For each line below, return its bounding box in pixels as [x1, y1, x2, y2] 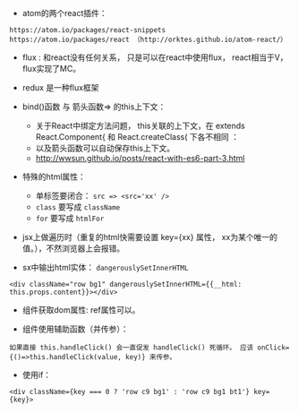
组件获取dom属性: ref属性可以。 [21, 305, 140, 315]
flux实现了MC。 [21, 64, 81, 73]
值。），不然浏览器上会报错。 [21, 243, 125, 254]
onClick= [257, 343, 290, 352]
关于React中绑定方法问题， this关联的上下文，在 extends [35, 120, 246, 131]
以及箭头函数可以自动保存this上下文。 [35, 142, 175, 153]
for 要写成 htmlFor [35, 213, 105, 223]
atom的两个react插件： [21, 8, 107, 18]
